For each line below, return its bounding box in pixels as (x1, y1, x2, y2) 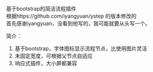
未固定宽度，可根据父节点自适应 (14, 53, 93, 59)
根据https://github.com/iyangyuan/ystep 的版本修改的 (6, 12, 137, 19)
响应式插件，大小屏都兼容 (14, 60, 77, 67)
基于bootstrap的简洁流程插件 (6, 5, 77, 12)
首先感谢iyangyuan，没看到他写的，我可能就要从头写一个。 (6, 20, 151, 27)
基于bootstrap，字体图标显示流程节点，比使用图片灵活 (14, 45, 148, 52)
